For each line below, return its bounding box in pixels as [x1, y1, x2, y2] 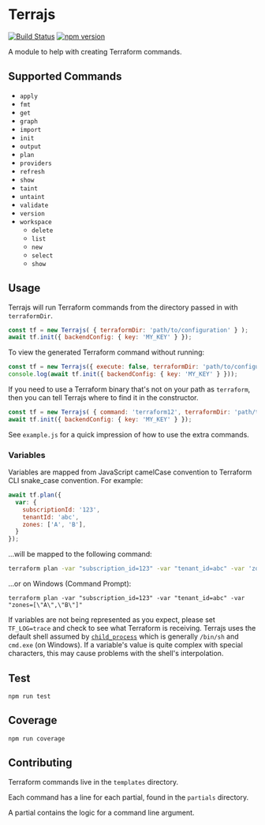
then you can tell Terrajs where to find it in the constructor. [8, 393, 199, 403]
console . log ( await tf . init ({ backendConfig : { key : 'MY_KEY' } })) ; [8, 370, 238, 378]
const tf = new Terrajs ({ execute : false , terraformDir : [8, 363, 200, 371]
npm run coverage [8, 734, 65, 743]
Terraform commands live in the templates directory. [8, 777, 179, 786]
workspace [19, 218, 53, 226]
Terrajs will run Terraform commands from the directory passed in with [8, 302, 238, 312]
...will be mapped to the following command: [8, 549, 152, 559]
